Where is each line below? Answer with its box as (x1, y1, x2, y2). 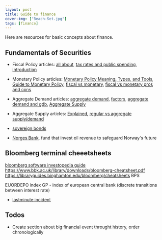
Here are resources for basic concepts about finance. (5, 34, 114, 40)
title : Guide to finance (5, 12, 56, 17)
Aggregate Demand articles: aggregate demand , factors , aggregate (12, 96, 149, 102)
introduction (12, 67, 37, 72)
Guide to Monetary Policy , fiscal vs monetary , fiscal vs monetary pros (12, 81, 153, 87)
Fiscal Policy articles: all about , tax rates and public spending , (12, 62, 137, 68)
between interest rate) (5, 187, 50, 193)
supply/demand (12, 116, 44, 122)
